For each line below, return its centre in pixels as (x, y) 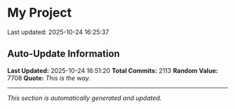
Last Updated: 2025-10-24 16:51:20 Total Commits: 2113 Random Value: (113, 70)
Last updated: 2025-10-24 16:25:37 (58, 32)
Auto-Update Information (64, 54)
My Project (40, 13)
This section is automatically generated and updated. (85, 98)
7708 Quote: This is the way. (49, 78)
